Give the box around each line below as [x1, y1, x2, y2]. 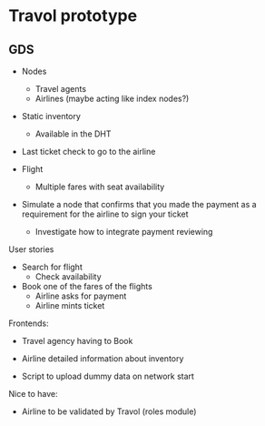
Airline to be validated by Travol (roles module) [21, 406, 197, 417]
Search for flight [21, 261, 83, 272]
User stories [8, 244, 54, 255]
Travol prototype [8, 5, 138, 26]
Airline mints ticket [34, 300, 105, 310]
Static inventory [21, 111, 81, 121]
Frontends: [8, 318, 49, 329]
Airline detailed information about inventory [21, 353, 184, 364]
